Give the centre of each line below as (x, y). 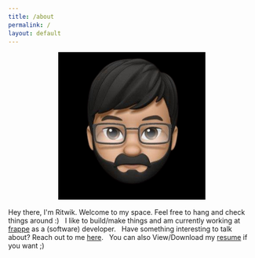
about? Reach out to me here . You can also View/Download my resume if (128, 238)
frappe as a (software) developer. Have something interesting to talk (120, 229)
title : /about (31, 17)
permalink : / (29, 25)
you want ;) (26, 246)
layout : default (35, 33)
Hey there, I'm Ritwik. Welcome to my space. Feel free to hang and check (127, 212)
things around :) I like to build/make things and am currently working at (124, 221)
